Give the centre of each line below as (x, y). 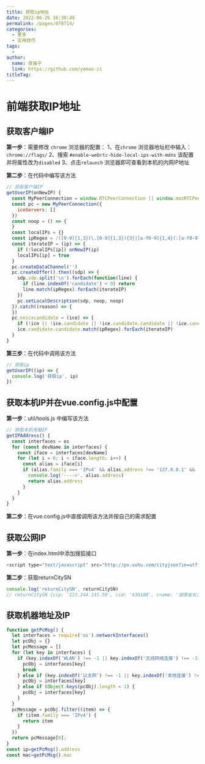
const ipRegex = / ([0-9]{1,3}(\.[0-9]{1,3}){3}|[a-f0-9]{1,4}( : (95, 238)
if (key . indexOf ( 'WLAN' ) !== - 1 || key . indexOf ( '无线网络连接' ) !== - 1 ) (109, 658)
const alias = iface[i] (53, 464)
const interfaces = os (41, 441)
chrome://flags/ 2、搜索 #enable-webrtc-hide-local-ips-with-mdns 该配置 (100, 155)
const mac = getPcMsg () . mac (39, 755)
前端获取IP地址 (44, 107)
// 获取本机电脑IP (27, 430)
